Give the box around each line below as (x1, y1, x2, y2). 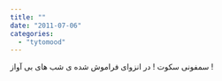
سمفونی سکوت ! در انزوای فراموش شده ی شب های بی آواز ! (10, 62, 214, 72)
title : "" (10, 12, 47, 22)
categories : (10, 29, 54, 38)
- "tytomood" (18, 37, 66, 47)
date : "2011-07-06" (10, 21, 82, 30)
